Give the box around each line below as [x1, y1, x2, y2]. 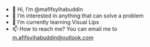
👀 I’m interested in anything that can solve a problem [12, 12, 144, 19]
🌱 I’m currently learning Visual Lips [12, 19, 99, 25]
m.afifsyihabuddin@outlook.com [12, 34, 94, 41]
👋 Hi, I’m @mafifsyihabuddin [12, 6, 83, 13]
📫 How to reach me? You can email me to [12, 25, 117, 33]
